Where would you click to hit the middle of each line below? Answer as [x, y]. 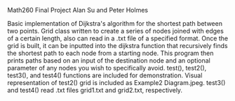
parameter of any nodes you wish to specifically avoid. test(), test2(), [107, 68]
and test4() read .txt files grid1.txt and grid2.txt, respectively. [95, 90]
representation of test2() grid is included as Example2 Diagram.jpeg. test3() [116, 83]
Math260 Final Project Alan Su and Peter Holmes [78, 10]
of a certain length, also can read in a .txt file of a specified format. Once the [118, 38]
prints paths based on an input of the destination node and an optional [109, 61]
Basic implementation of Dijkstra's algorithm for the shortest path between [115, 23]
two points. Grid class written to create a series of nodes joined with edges [116, 31]
